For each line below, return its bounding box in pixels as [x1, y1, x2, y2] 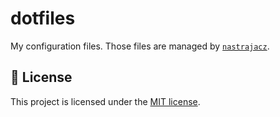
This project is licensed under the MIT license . [10, 95, 201, 107]
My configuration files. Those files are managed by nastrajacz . [10, 40, 270, 52]
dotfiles [10, 7, 76, 30]
